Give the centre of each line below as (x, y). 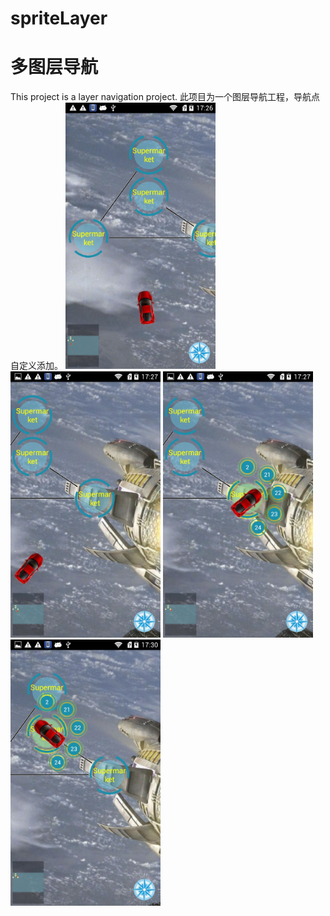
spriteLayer (59, 18)
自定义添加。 (36, 366)
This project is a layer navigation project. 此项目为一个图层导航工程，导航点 (165, 97)
